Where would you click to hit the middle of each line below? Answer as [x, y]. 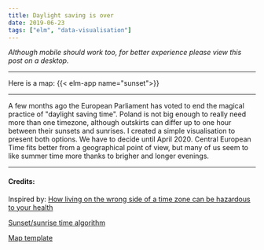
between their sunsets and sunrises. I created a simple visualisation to [122, 131]
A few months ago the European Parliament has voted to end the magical [126, 106]
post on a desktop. [38, 61]
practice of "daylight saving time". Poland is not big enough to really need [127, 114]
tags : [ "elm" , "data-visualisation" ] [70, 30]
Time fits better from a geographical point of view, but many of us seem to [128, 148]
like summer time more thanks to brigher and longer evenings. [109, 156]
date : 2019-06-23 [37, 23]
